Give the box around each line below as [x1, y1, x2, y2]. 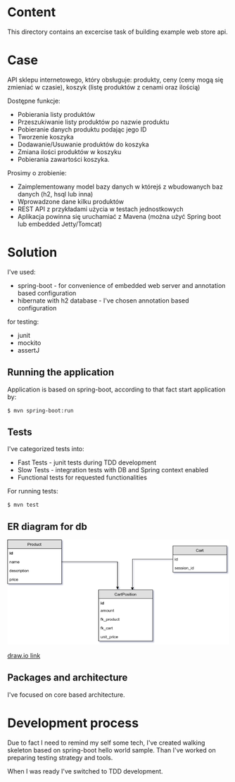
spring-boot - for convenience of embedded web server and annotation [17, 281, 226, 289]
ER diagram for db [7, 520, 88, 532]
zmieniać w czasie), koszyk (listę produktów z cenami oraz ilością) [7, 82, 201, 92]
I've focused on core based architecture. [7, 690, 125, 699]
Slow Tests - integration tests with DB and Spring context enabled [17, 466, 209, 474]
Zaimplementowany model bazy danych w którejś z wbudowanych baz [17, 182, 223, 191]
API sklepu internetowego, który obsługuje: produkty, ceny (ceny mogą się [7, 75, 224, 84]
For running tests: [7, 487, 58, 496]
